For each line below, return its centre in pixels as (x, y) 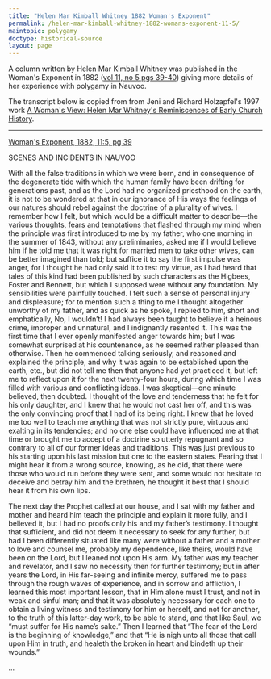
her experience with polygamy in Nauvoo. (77, 86)
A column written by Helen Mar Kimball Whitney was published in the (123, 69)
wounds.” (24, 652)
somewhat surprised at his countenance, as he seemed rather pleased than (134, 345)
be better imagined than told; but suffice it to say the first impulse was (125, 259)
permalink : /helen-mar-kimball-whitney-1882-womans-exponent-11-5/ (124, 23)
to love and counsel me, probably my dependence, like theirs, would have (131, 549)
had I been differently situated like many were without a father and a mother (134, 541)
